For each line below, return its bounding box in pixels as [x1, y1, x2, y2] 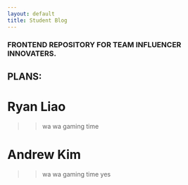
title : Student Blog [7, 17, 68, 24]
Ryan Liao [7, 99, 66, 115]
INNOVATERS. [7, 49, 56, 58]
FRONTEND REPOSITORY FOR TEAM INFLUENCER [7, 40, 182, 50]
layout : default [7, 10, 55, 18]
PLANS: [7, 70, 42, 82]
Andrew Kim [7, 146, 81, 162]
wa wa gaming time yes [42, 170, 111, 178]
